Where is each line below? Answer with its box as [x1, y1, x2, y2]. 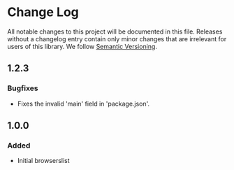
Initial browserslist [17, 157, 70, 165]
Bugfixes [7, 83, 38, 93]
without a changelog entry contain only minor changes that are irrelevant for [7, 34, 227, 43]
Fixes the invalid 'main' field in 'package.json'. [17, 99, 150, 108]
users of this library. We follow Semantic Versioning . [7, 42, 157, 50]
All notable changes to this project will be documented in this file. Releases [7, 27, 223, 36]
